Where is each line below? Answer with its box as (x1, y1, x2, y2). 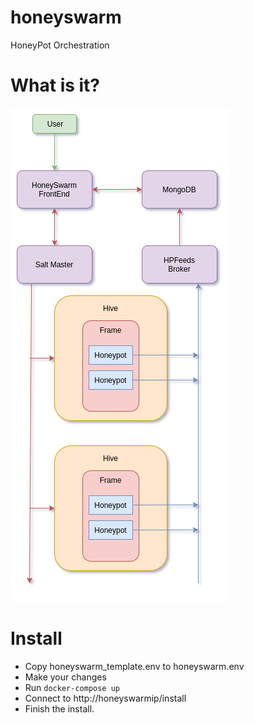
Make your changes (24, 671, 107, 683)
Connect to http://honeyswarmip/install (24, 692, 187, 704)
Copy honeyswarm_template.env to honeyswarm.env (24, 660, 245, 672)
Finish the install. (24, 702, 95, 715)
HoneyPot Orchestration (10, 39, 110, 51)
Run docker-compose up (24, 681, 120, 693)
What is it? (10, 74, 101, 97)
